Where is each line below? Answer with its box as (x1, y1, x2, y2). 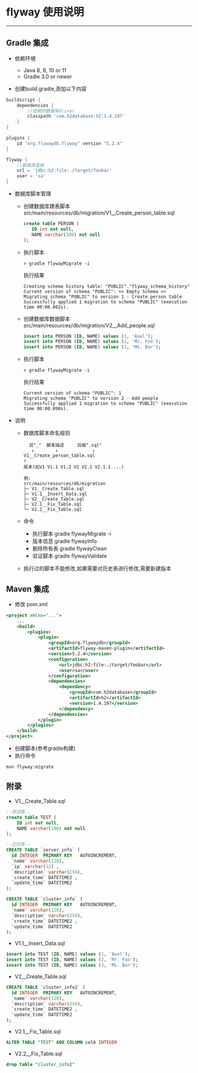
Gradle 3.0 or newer (23, 73, 72, 80)
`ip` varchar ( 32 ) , (11, 863, 60, 869)
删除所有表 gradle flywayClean (32, 545, 107, 552)
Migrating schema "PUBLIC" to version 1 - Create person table (23, 294, 183, 300)
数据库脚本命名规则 (23, 430, 71, 437)
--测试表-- (6, 809, 31, 815)
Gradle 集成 (6, 38, 49, 48)
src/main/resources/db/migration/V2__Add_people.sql (23, 321, 155, 329)
